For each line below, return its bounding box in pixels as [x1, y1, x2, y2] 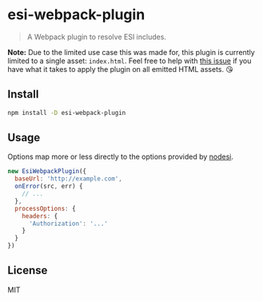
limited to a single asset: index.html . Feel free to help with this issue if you [7, 56, 252, 65]
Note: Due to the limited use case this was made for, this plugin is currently [7, 47, 255, 57]
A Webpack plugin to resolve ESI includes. [26, 32, 167, 42]
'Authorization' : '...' [28, 220, 109, 228]
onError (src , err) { [14, 182, 83, 191]
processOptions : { [14, 204, 77, 212]
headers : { [22, 212, 58, 220]
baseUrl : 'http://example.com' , [14, 175, 123, 183]
